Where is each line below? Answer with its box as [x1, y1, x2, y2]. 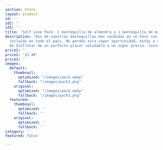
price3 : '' [5, 57, 27, 62]
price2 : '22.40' [5, 52, 38, 57]
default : [9, 66, 27, 71]
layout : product [5, 12, 38, 17]
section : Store [5, 7, 36, 12]
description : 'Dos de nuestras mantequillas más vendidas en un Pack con [5, 34, 158, 39]
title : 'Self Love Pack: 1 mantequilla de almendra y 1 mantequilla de [5, 30, 153, 34]
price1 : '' [5, 48, 27, 52]
